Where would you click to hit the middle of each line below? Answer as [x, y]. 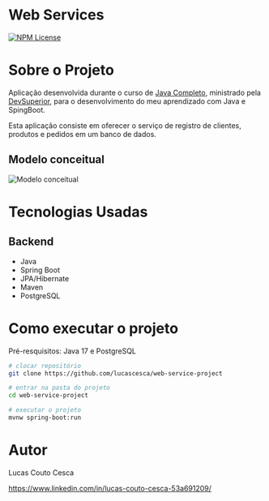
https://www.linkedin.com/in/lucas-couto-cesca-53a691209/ [110, 488]
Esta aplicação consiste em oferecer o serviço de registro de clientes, [125, 125]
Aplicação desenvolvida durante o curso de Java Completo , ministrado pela [135, 92]
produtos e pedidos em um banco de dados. [82, 134]
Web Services [56, 15]
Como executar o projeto [94, 328]
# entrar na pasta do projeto [60, 388]
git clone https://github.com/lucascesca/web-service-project [115, 373]
